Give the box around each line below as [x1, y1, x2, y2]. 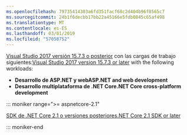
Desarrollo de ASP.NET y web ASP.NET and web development [14, 76, 168, 83]
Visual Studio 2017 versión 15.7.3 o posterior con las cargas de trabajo [6, 53, 176, 59]
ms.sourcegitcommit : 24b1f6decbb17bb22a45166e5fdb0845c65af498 [6, 14, 165, 20]
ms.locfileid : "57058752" [6, 36, 70, 42]
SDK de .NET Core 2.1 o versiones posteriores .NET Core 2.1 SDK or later [6, 112, 181, 119]
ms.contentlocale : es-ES [6, 25, 67, 31]
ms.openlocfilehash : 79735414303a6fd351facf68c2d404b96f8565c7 [6, 8, 165, 15]
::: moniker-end [6, 124, 44, 130]
